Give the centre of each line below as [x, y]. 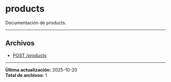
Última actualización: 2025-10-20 [41, 70]
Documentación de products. [36, 23]
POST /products [30, 55]
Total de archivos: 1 [26, 75]
